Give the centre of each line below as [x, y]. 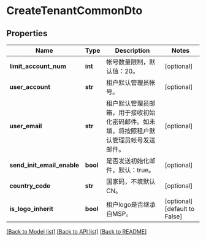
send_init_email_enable [44, 165]
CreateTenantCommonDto [74, 11]
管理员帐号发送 [134, 140]
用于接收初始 [137, 113]
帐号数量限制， [128, 62]
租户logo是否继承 [131, 205]
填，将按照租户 [128, 131]
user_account [30, 87]
